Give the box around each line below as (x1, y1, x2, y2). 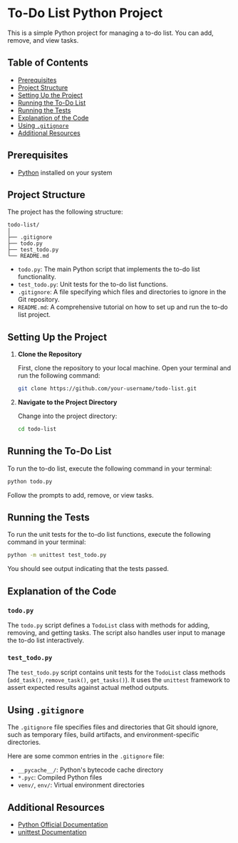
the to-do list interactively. (7, 636, 84, 644)
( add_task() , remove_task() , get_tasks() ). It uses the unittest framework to (7, 676, 230, 684)
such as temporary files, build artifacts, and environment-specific (7, 731, 200, 739)
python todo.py (7, 478, 53, 485)
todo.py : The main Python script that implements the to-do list (17, 265, 201, 273)
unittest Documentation (17, 827, 87, 836)
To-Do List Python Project (7, 5, 163, 21)
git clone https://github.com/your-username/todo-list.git (17, 385, 197, 392)
